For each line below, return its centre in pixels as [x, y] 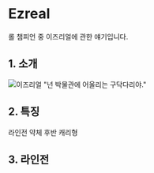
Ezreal [29, 14]
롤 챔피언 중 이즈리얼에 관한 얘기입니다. [68, 36]
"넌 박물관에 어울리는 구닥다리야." [95, 85]
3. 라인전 [29, 159]
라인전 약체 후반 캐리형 [43, 132]
